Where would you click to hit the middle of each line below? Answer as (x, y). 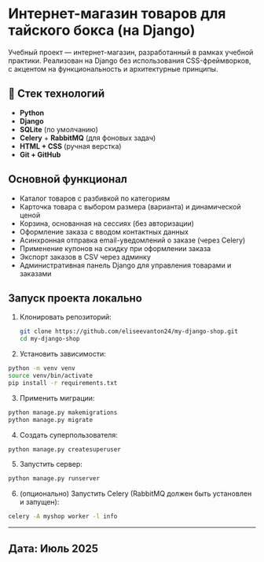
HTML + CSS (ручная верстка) (70, 146)
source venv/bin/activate (50, 375)
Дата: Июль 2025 (53, 548)
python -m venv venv (42, 368)
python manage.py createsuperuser (65, 449)
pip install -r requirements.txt (63, 383)
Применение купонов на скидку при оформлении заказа (115, 248)
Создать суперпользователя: (68, 434)
